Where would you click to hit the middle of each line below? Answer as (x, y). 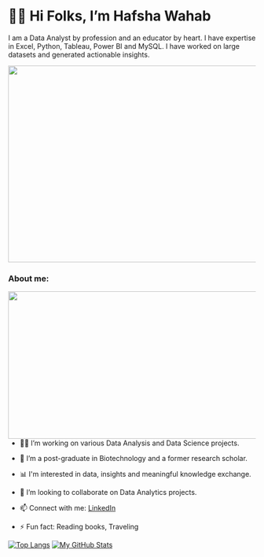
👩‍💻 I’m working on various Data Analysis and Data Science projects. (129, 443)
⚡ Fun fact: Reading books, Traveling (79, 527)
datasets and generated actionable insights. (79, 54)
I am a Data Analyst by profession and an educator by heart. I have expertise (132, 38)
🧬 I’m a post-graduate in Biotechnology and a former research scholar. (133, 459)
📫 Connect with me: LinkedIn (68, 508)
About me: (29, 278)
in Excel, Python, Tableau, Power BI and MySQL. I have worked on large (124, 46)
